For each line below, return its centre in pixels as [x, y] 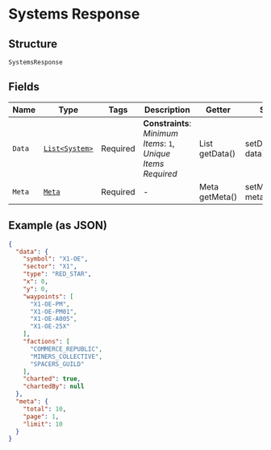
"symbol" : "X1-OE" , [56, 259]
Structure [33, 44]
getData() [217, 153]
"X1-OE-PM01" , [54, 311]
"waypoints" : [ [48, 296]
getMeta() [218, 197]
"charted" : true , [52, 379]
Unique [157, 153]
